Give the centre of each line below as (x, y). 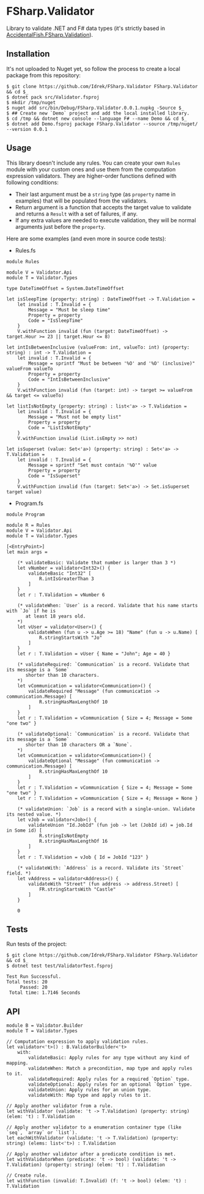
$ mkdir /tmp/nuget (31, 102)
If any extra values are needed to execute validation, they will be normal (106, 220)
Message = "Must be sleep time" (70, 310)
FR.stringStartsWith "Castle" (77, 889)
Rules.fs (25, 250)
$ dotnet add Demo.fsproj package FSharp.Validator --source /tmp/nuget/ (102, 124)
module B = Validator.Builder (45, 1026)
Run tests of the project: (37, 944)
